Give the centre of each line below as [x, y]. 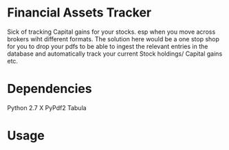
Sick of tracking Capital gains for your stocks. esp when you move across [111, 32]
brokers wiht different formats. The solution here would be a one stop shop [113, 39]
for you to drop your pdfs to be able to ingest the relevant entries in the [108, 46]
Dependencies [50, 89]
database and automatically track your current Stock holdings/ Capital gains [115, 54]
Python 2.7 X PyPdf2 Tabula [47, 107]
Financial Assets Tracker [79, 13]
